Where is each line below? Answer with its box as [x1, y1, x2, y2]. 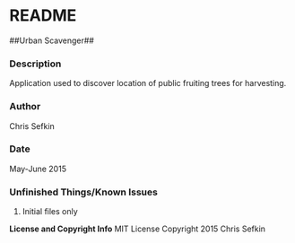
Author [9, 100, 41, 113]
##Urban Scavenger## [9, 35, 94, 46]
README [9, 5, 77, 26]
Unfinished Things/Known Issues [9, 186, 159, 198]
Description [9, 57, 62, 70]
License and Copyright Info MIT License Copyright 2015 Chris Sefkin [9, 223, 266, 234]
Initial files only [22, 206, 78, 217]
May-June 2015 [9, 163, 67, 174]
